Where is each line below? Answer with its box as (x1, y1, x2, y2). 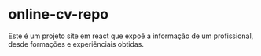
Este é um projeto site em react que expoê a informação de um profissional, (8, 31, 254, 40)
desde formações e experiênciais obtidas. (8, 39, 144, 48)
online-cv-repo (8, 5, 108, 23)
